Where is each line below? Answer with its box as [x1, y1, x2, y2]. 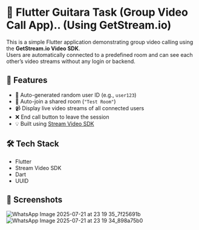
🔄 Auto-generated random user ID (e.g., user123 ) [15, 91, 137, 99]
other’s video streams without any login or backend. [6, 57, 136, 65]
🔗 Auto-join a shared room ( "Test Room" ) [15, 97, 116, 105]
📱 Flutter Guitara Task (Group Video [6, 5, 189, 19]
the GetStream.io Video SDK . [6, 45, 80, 52]
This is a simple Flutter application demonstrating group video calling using [6, 38, 194, 45]
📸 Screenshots [6, 194, 63, 205]
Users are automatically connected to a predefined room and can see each [6, 51, 194, 58]
